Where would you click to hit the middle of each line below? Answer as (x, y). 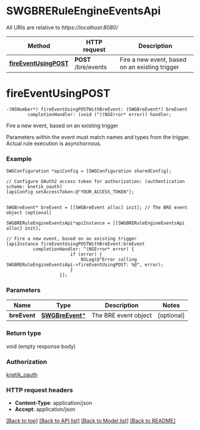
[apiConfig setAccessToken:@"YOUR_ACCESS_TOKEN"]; (70, 192)
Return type (24, 333)
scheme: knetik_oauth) (34, 187)
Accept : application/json (45, 409)
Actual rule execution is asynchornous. (54, 143)
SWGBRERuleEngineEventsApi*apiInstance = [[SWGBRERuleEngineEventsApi (96, 223)
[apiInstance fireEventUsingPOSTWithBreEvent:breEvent (76, 244)
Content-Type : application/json (53, 403)
